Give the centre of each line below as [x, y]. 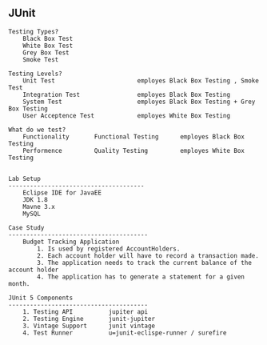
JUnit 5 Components [41, 298]
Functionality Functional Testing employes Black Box [134, 136]
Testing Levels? [35, 74]
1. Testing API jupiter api [86, 311]
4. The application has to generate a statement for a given [141, 277]
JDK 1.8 [35, 199]
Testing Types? [34, 31]
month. [19, 283]
